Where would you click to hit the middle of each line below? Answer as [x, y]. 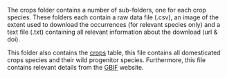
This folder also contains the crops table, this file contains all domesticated [114, 52]
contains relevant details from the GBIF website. [75, 67]
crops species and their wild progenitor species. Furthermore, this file [107, 60]
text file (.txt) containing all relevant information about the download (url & [112, 32]
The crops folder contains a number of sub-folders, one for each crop [107, 10]
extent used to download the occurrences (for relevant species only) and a [114, 25]
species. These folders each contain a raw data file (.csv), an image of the [113, 17]
